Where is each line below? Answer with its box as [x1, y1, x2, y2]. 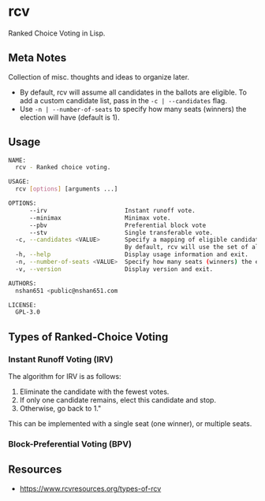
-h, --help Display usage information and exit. [15, 250, 248, 258]
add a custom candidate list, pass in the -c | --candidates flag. [19, 95, 227, 105]
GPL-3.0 [15, 308, 41, 317]
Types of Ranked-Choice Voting [8, 330, 169, 343]
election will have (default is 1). [19, 113, 120, 122]
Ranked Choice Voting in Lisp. [8, 28, 106, 38]
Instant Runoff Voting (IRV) [8, 354, 114, 365]
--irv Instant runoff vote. [28, 206, 196, 214]
